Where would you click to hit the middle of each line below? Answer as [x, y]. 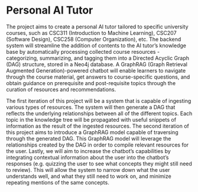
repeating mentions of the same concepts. [58, 182]
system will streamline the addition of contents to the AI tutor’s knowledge [96, 45]
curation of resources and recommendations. [61, 89]
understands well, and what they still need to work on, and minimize [89, 176]
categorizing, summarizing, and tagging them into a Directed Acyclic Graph [98, 58]
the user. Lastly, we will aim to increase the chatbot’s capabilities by [89, 151]
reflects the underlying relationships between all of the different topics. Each [99, 113]
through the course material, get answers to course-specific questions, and [98, 77]
